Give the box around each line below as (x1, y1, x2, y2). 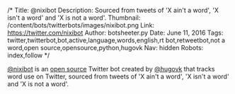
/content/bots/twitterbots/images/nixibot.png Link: (7, 21, 154, 29)
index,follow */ (7, 51, 50, 59)
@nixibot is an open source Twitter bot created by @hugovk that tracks (7, 65, 215, 73)
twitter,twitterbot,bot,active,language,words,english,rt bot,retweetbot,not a (7, 36, 225, 45)
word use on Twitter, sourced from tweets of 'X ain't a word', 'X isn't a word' (7, 72, 229, 81)
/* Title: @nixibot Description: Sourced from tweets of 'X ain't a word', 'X (7, 6, 219, 14)
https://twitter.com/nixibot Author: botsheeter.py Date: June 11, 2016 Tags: (7, 28, 224, 37)
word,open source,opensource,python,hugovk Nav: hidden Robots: (7, 44, 204, 52)
